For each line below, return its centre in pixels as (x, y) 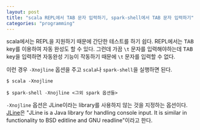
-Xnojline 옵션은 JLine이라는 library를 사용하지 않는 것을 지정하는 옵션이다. (97, 105)
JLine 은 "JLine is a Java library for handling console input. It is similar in (97, 113)
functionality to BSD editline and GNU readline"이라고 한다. (80, 120)
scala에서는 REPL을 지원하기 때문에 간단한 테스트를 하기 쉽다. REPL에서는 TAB (100, 42)
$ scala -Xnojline (30, 81)
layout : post (23, 12)
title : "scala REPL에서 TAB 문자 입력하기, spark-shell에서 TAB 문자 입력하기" (100, 18)
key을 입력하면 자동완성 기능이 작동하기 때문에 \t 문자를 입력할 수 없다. (91, 57)
